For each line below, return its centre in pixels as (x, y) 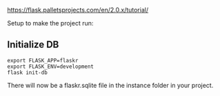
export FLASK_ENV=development (51, 67)
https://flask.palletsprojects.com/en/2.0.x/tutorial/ (78, 10)
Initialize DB (33, 45)
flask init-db (28, 72)
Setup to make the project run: (50, 23)
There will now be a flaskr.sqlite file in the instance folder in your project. (110, 85)
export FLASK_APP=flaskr (43, 60)
